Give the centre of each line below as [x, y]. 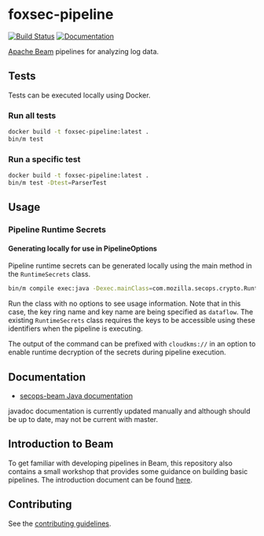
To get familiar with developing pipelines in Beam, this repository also [121, 463]
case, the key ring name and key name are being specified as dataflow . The [131, 312]
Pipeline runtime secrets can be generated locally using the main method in [130, 266]
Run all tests [32, 116]
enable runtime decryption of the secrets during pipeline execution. [117, 352]
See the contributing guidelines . [60, 523]
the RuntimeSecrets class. [49, 274]
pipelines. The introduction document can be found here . [101, 479]
